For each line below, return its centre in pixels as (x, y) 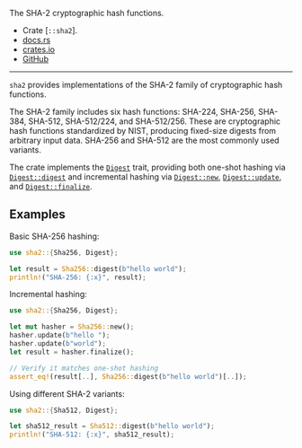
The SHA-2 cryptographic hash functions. (87, 13)
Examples (37, 215)
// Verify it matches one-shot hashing (84, 368)
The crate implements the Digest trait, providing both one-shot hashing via (147, 167)
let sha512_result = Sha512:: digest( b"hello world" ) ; (112, 426)
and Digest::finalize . (51, 186)
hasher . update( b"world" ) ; (58, 344)
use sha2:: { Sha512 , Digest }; (64, 410)
